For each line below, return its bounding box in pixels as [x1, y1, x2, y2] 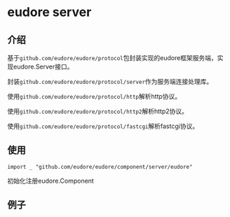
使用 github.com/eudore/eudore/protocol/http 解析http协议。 [7, 92, 182, 100]
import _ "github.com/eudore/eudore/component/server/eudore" [7, 163, 193, 170]
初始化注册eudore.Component [7, 176, 95, 185]
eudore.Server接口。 [13, 62, 74, 71]
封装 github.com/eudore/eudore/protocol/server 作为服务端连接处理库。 [7, 78, 213, 85]
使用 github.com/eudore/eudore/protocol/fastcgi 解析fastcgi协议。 [7, 122, 199, 130]
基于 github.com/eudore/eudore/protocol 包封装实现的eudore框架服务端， [7, 54, 217, 62]
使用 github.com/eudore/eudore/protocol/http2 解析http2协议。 [7, 107, 188, 115]
